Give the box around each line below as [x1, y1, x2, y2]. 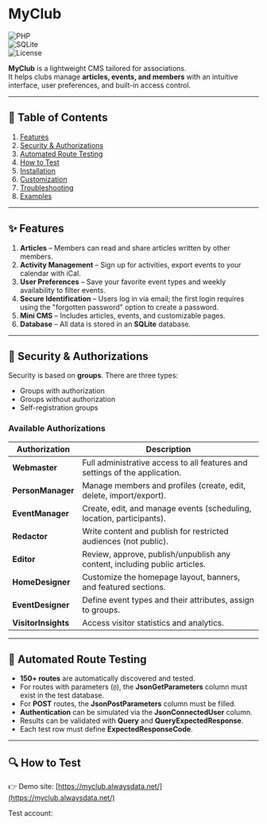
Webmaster [12, 462, 58, 473]
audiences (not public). [82, 535, 169, 546]
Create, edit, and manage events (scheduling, [82, 502, 252, 514]
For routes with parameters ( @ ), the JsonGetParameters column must [19, 682, 248, 692]
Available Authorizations [8, 423, 106, 434]
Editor [12, 553, 36, 564]
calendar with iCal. [19, 268, 81, 278]
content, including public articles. [82, 558, 207, 569]
